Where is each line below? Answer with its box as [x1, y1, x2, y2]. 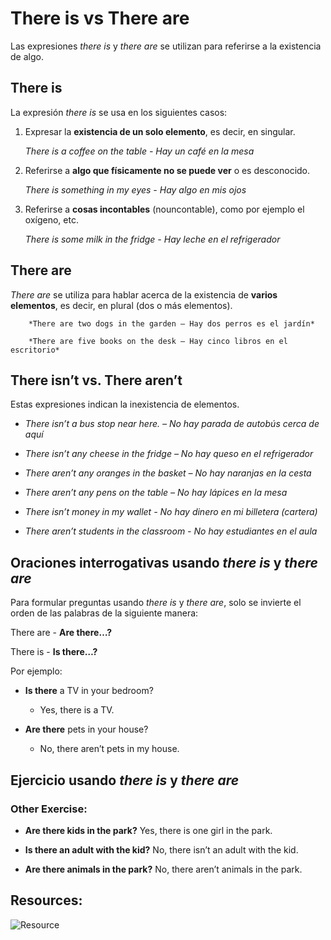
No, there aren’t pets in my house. [39, 743, 180, 755]
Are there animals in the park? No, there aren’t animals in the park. [24, 863, 303, 875]
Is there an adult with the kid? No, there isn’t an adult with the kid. [24, 843, 299, 856]
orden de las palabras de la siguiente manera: [10, 607, 199, 619]
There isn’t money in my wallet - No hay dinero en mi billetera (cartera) [24, 506, 318, 518]
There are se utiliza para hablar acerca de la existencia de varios [10, 288, 278, 301]
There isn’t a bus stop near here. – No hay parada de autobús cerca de [24, 418, 320, 430]
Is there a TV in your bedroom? [24, 685, 154, 697]
